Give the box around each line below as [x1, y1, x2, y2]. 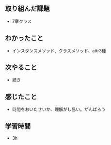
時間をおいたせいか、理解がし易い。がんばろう [12, 106, 106, 113]
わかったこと [5, 34, 44, 42]
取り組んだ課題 [5, 4, 50, 13]
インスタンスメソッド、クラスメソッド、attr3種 [12, 48, 106, 53]
